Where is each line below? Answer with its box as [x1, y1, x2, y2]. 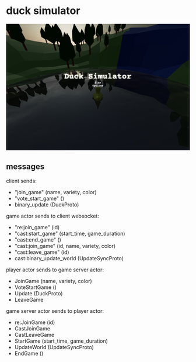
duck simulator [6, 4, 80, 18]
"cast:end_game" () [14, 236, 61, 243]
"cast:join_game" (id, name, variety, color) [14, 242, 116, 249]
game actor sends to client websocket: [6, 212, 99, 219]
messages [6, 162, 45, 172]
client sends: [6, 177, 37, 184]
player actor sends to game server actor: [6, 266, 104, 273]
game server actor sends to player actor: [6, 307, 104, 314]
